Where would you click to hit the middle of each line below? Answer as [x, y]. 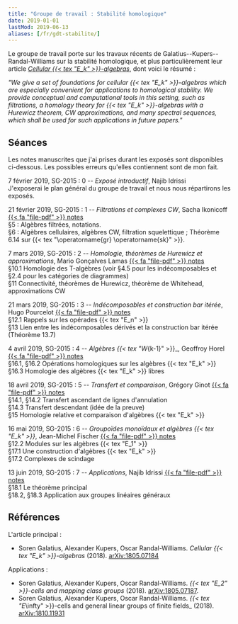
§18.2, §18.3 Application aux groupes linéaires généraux [89, 495]
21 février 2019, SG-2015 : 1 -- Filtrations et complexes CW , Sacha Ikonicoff [118, 210]
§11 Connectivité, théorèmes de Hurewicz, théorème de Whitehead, [106, 283]
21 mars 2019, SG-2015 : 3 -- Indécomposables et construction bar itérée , [115, 305]
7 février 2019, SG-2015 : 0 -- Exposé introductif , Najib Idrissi [97, 181]
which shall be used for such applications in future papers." [95, 120]
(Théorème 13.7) [32, 335]
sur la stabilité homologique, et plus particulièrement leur [139, 62]
